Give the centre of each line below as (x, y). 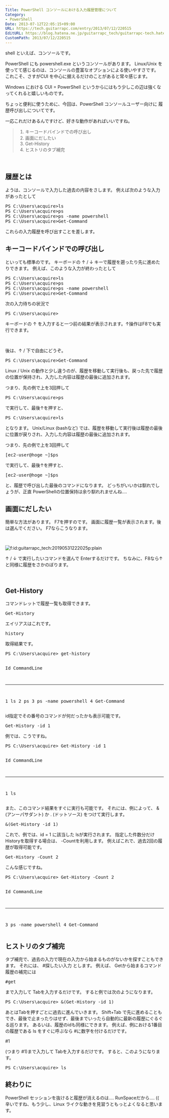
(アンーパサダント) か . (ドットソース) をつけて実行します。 (66, 815)
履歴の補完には (21, 972)
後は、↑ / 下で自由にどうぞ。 (36, 350)
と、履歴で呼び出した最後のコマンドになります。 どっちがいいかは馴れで (80, 485)
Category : (16, 15)
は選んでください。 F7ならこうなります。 (48, 528)
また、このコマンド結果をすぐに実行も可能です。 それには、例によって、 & (82, 808)
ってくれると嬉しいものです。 (36, 93)
